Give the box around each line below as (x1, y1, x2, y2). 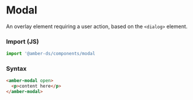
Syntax (6, 65, 27, 73)
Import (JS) (6, 37, 39, 46)
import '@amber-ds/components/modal (6, 51, 95, 57)
